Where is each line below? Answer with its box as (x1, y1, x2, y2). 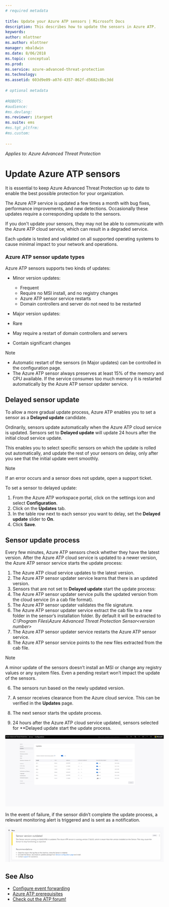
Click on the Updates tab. (12, 505, 66, 511)
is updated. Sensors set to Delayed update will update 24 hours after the (5, 429, 157, 435)
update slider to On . (12, 516, 55, 522)
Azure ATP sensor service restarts (20, 295, 92, 301)
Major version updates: (12, 311, 61, 317)
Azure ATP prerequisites (12, 890, 63, 896)
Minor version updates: (12, 275, 61, 281)
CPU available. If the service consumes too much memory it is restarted (12, 375, 162, 381)
